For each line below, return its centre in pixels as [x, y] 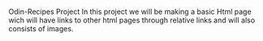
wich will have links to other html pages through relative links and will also [132, 20]
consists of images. [41, 29]
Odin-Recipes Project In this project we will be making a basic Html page [130, 12]
